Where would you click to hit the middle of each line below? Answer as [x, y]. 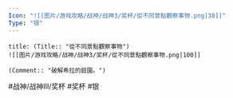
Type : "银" [26, 23]
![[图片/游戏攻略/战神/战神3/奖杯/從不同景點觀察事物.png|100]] [105, 55]
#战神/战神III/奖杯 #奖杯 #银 [54, 86]
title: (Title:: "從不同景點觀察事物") [69, 46]
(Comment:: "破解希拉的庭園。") [57, 70]
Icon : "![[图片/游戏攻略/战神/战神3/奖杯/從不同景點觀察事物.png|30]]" [117, 16]
